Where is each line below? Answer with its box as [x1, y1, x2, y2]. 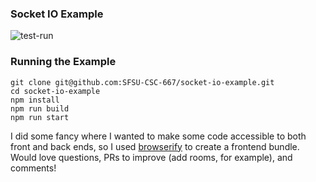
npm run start [10, 112, 70, 122]
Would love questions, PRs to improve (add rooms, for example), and [10, 151, 293, 163]
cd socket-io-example [10, 86, 101, 96]
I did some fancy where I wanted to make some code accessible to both [10, 130, 307, 142]
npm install [10, 95, 60, 105]
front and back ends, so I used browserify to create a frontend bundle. [10, 140, 300, 152]
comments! [10, 162, 57, 174]
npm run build [10, 103, 70, 114]
